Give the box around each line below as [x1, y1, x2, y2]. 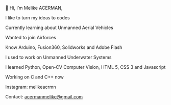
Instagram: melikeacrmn [5, 84, 56, 90]
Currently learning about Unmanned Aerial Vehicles [5, 24, 113, 31]
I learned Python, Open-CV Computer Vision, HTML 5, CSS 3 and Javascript [5, 64, 166, 70]
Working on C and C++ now [5, 74, 64, 80]
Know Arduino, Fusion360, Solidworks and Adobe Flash [5, 44, 123, 50]
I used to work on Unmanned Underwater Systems [5, 54, 112, 60]
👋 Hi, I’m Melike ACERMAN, [5, 5, 63, 11]
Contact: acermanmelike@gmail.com [5, 94, 83, 99]
